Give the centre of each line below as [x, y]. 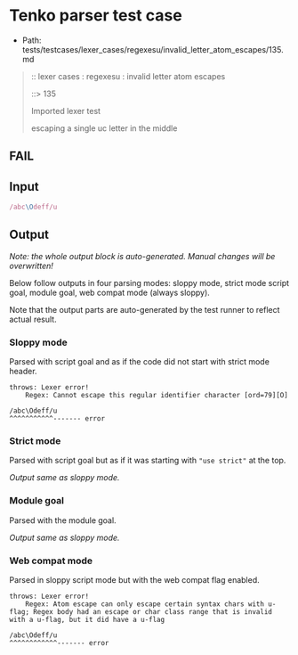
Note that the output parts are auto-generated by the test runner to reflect [145, 309]
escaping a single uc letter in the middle [104, 128]
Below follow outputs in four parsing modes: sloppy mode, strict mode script [149, 282]
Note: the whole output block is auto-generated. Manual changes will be [142, 256]
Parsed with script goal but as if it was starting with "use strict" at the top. [148, 461]
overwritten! [31, 266]
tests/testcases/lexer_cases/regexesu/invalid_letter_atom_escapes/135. [153, 49]
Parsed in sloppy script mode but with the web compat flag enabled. [134, 580]
